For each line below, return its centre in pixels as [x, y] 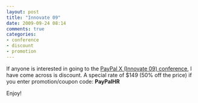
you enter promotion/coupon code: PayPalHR [63, 81]
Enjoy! [14, 93]
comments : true [25, 29]
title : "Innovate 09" [34, 18]
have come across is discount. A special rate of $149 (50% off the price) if [99, 75]
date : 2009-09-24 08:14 [36, 23]
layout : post [23, 12]
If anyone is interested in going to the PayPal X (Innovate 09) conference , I [99, 68]
